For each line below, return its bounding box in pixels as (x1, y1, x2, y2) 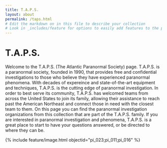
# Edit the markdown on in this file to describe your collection (5, 21, 146, 26)
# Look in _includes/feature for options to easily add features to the (5, 26, 159, 31)
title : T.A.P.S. (5, 7, 39, 12)
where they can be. (5, 128, 45, 134)
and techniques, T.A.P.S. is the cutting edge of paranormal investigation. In (5, 85, 159, 91)
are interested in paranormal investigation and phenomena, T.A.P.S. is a (5, 117, 152, 123)
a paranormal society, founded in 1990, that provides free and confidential (5, 69, 157, 75)
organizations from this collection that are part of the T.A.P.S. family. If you (5, 112, 158, 118)
